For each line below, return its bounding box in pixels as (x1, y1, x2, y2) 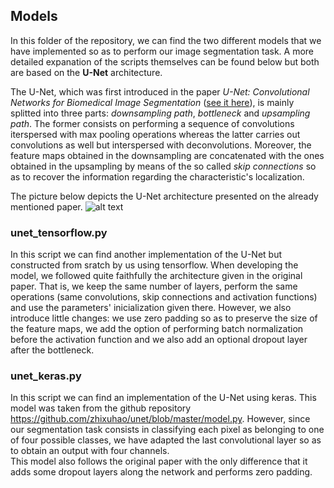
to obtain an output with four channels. (10, 445, 170, 457)
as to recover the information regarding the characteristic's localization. (10, 170, 305, 183)
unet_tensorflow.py (10, 225, 108, 239)
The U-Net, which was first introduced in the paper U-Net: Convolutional (10, 85, 310, 98)
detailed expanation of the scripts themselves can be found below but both (10, 55, 320, 68)
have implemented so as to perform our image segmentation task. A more (10, 45, 314, 57)
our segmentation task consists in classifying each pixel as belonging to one (10, 424, 325, 436)
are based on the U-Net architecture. (10, 66, 163, 78)
